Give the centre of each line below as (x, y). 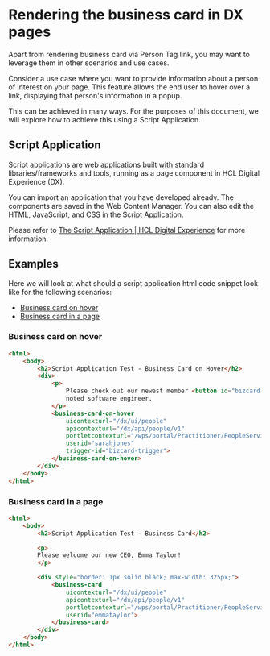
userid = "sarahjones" (100, 444)
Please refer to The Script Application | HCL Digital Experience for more (127, 230)
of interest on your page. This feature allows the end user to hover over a (129, 87)
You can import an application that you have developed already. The (121, 197)
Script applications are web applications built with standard (106, 164)
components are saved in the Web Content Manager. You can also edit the (131, 206)
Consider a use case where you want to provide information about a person (133, 78)
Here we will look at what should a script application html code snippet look (133, 283)
